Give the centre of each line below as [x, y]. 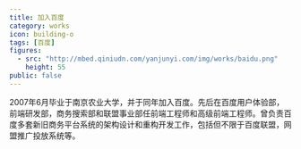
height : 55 [46, 68]
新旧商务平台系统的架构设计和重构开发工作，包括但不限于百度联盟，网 [162, 124]
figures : [26, 51]
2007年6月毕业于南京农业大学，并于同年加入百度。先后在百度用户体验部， [147, 102]
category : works [39, 26]
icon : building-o [42, 34]
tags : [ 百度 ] [32, 42]
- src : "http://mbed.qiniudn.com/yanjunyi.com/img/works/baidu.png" [148, 59]
